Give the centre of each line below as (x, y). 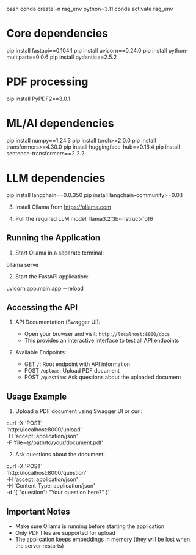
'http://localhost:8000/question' (46, 473)
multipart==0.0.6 (27, 57)
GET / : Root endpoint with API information (77, 364)
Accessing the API (42, 307)
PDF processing (47, 82)
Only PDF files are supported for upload (65, 533)
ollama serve (22, 264)
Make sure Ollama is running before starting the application (90, 526)
